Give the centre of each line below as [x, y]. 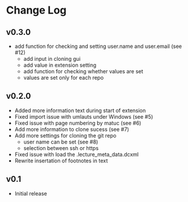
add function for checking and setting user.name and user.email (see [98, 46]
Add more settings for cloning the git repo [65, 135]
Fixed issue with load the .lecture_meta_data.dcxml [77, 154]
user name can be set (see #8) [61, 142]
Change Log [36, 10]
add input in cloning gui [52, 59]
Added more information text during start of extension [80, 110]
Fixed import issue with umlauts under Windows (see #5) [84, 116]
